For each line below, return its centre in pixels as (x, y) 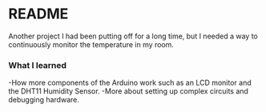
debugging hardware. (44, 100)
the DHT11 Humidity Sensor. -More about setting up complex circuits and (128, 91)
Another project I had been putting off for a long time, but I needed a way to (133, 36)
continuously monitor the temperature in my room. (91, 44)
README (38, 14)
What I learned (37, 65)
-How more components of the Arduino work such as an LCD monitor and (130, 83)
